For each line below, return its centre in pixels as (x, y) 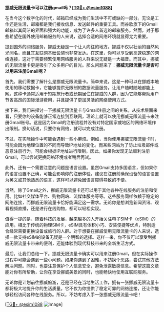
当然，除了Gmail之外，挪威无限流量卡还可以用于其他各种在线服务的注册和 (79, 190)
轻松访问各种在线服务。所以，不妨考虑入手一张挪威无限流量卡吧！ (75, 294)
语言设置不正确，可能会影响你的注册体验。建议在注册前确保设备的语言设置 (84, 174)
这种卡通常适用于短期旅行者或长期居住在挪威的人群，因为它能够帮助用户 (86, 94)
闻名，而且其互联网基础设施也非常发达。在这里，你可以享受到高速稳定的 (82, 53)
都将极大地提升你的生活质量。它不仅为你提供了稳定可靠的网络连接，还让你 (80, 288)
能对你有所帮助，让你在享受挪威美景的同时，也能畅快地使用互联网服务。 (78, 272)
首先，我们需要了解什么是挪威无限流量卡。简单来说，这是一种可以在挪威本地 (82, 82)
